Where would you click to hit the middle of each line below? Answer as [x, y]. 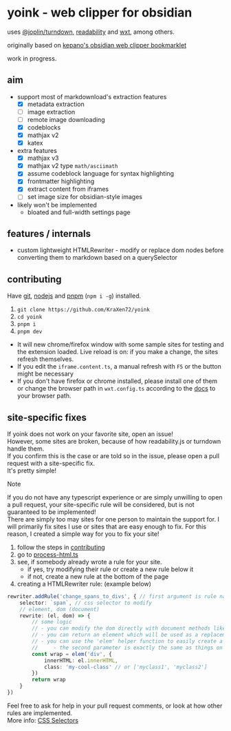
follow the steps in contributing [61, 547]
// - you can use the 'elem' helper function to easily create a [128, 641]
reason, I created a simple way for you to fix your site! [83, 534]
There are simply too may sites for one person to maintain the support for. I [113, 519]
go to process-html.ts [48, 554]
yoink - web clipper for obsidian [100, 13]
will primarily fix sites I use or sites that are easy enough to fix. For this [107, 526]
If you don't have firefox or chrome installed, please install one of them [117, 381]
